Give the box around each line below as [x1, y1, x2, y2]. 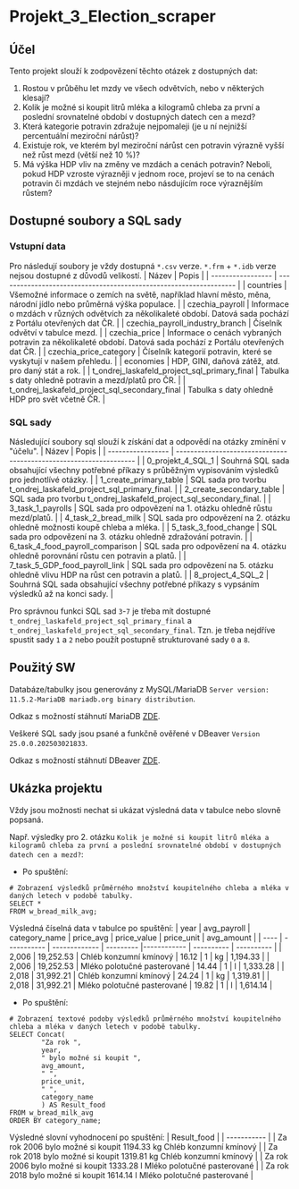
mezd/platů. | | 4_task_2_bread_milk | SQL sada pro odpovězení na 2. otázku [9, 512, 291, 522]
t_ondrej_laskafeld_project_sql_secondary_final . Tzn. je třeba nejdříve [9, 624, 276, 635]
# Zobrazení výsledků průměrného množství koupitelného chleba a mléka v [9, 883, 290, 892]
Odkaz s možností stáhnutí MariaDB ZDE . [9, 710, 161, 721]
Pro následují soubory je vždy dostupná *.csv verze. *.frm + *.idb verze [9, 260, 277, 271]
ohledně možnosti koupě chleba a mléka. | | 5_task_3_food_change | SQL [9, 522, 278, 532]
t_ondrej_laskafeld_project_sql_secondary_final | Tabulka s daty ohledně [9, 384, 274, 395]
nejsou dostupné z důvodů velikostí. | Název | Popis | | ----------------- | [9, 270, 278, 281]
